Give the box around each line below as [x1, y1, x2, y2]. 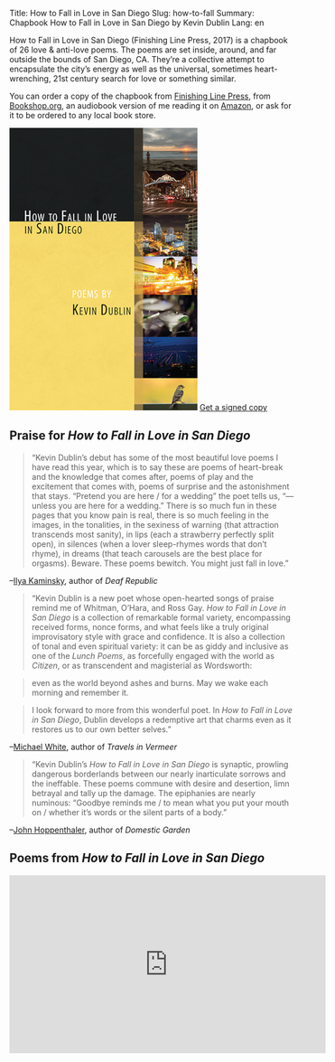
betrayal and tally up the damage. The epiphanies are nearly [31, 787, 256, 798]
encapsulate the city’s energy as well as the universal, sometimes [9, 63, 253, 74]
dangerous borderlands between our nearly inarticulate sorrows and [31, 768, 286, 779]
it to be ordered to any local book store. [9, 110, 156, 120]
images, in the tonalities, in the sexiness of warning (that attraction [31, 519, 280, 530]
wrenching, [9, 73, 51, 84]
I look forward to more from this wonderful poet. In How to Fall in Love [31, 704, 293, 715]
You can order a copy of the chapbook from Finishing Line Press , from [9, 90, 271, 101]
